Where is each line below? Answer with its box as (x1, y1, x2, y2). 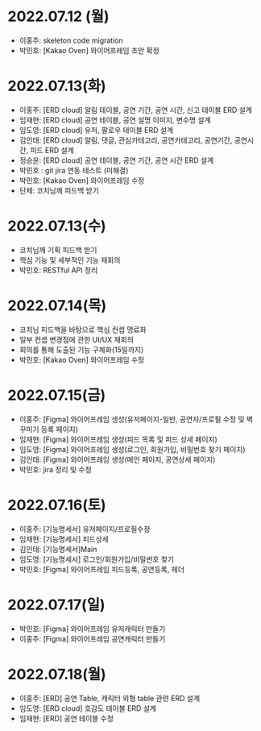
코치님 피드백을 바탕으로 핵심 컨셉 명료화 (19, 324, 147, 334)
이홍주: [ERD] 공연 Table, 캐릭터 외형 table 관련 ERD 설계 (19, 693, 201, 703)
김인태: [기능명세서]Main (19, 544, 97, 554)
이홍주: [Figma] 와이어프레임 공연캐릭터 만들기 (19, 633, 166, 643)
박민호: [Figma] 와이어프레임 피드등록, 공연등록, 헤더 (19, 564, 184, 574)
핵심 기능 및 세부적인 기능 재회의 (19, 255, 121, 264)
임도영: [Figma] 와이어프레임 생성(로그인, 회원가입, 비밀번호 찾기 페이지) (19, 444, 246, 454)
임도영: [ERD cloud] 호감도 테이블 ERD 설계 (19, 703, 157, 713)
